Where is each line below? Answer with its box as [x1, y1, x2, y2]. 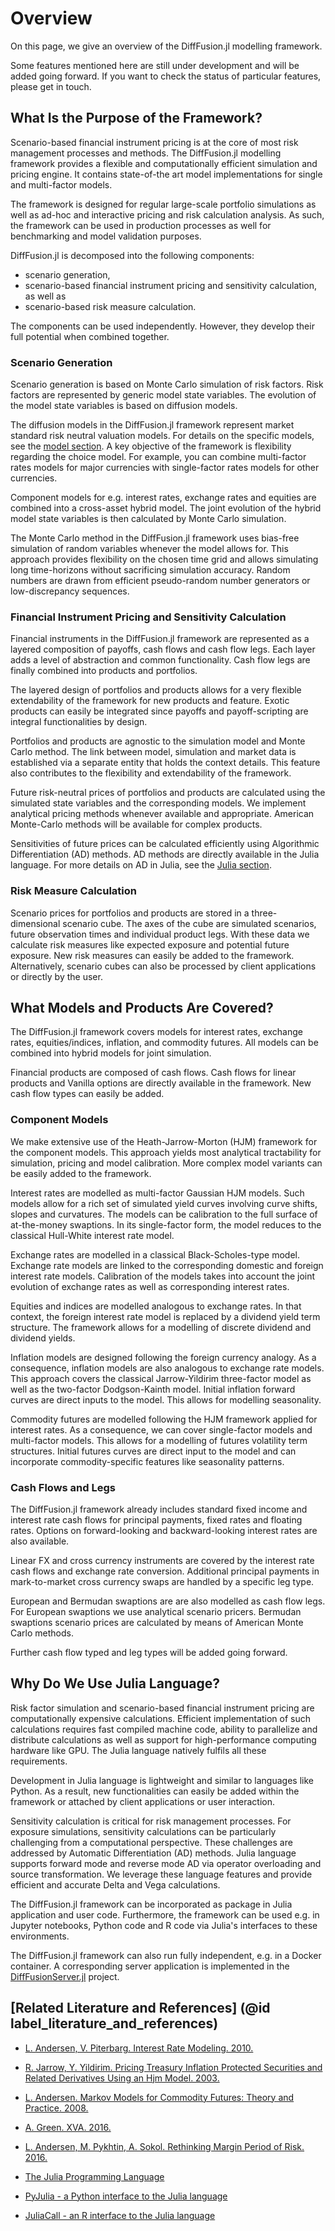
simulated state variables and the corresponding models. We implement [10, 797, 307, 809]
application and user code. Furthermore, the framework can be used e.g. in [10, 1908, 320, 1921]
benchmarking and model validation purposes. [10, 230, 202, 242]
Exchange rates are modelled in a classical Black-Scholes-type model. [10, 1248, 301, 1261]
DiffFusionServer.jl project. [10, 1970, 120, 1982]
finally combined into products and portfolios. [10, 665, 198, 677]
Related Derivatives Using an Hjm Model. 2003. [24, 2072, 220, 2084]
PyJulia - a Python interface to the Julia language [24, 2190, 228, 2202]
